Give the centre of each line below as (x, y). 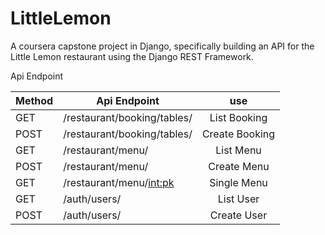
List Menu (238, 150)
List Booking (238, 117)
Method (34, 100)
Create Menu (239, 166)
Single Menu (238, 182)
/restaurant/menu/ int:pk (119, 182)
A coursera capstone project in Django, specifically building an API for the (162, 46)
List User (238, 199)
